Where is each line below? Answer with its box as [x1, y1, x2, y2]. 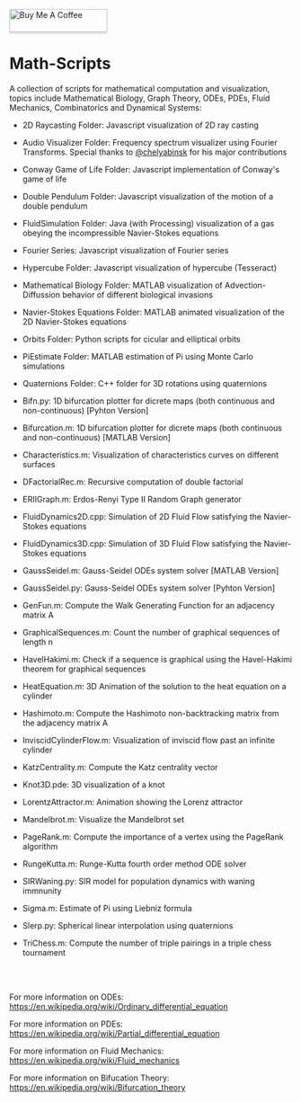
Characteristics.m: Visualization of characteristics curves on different [22, 449, 279, 460]
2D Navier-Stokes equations [22, 315, 128, 327]
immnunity [22, 885, 62, 896]
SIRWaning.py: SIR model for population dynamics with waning [22, 875, 255, 886]
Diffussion [22, 289, 61, 300]
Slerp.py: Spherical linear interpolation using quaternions [22, 920, 234, 930]
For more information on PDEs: [9, 1018, 123, 1029]
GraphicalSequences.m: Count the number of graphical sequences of [22, 627, 280, 637]
